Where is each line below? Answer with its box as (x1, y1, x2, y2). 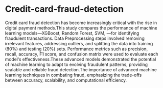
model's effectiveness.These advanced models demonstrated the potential (5, 56, 156, 62)
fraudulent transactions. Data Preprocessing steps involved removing (5, 35, 145, 41)
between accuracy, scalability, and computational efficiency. (5, 77, 127, 83)
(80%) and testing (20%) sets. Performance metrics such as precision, (5, 46, 148, 52)
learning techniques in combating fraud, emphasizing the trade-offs (5, 72, 142, 78)
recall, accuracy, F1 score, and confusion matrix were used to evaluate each (5, 51, 158, 57)
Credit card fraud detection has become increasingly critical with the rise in (5, 20, 157, 26)
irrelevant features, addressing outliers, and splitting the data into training (5, 40, 153, 46)
